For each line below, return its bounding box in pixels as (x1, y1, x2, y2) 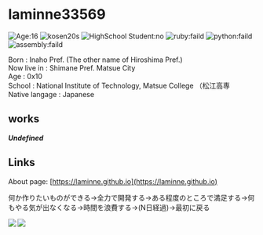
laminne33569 (8, 5, 106, 23)
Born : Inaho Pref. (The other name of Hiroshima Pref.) (8, 55, 183, 64)
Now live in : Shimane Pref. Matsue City (8, 63, 136, 72)
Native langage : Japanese (8, 89, 95, 99)
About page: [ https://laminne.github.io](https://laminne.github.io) (8, 176, 218, 186)
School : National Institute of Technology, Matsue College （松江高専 (8, 81, 230, 90)
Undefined (8, 133, 44, 143)
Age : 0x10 (8, 71, 43, 81)
